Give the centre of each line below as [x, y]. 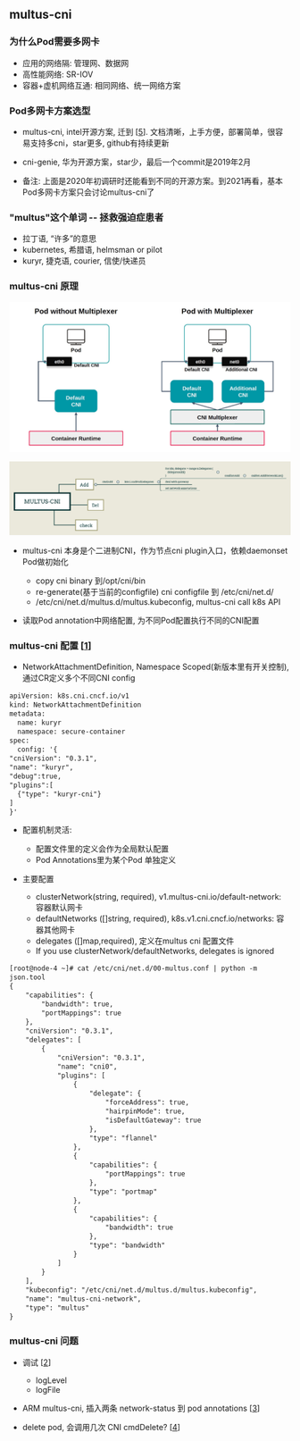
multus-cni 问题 [44, 1341]
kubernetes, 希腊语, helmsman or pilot [92, 250]
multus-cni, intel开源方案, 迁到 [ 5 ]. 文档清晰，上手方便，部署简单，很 [149, 131]
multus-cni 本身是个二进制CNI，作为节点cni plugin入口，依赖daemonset [155, 550]
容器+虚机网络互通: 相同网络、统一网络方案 [101, 85]
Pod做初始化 [45, 561]
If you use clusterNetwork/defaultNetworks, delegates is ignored [155, 951]
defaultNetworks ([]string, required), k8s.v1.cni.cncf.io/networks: [155, 918]
